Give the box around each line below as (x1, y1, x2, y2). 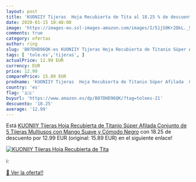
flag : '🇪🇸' (6, 90, 35, 96)
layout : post (6, 8, 38, 15)
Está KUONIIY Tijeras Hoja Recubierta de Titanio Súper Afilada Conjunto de (6, 122, 187, 129)
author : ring (6, 41, 38, 47)
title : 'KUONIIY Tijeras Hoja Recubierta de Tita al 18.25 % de (6, 14, 168, 20)
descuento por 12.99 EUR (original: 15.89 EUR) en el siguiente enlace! (6, 135, 173, 142)
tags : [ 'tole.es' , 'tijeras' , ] (6, 52, 85, 58)
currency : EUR (6, 62, 41, 69)
